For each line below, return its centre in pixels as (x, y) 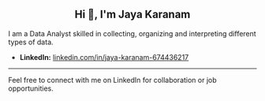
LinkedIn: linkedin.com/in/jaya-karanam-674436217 (104, 57)
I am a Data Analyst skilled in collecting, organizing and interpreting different (132, 33)
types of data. (31, 42)
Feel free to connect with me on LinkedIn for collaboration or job (112, 80)
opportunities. (31, 88)
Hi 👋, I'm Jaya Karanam (132, 15)
